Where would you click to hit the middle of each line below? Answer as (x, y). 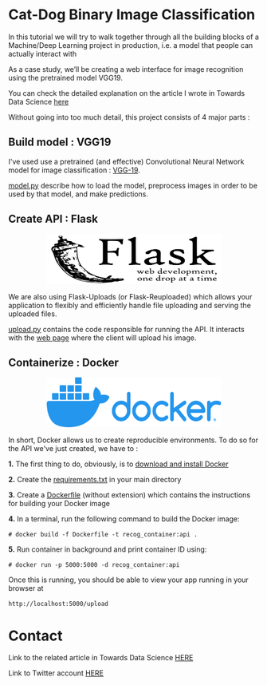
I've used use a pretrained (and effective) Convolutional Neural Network (126, 161)
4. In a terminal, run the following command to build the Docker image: (124, 519)
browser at (26, 588)
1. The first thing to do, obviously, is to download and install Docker (118, 464)
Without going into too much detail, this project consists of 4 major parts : (129, 117)
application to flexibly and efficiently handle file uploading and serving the (130, 305)
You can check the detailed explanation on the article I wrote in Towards (127, 93)
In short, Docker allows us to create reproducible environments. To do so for (133, 440)
